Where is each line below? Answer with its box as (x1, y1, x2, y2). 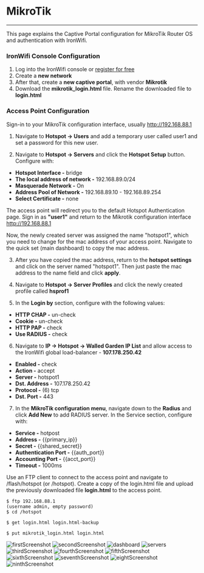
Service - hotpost (15, 429, 59, 437)
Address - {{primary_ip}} (15, 435, 78, 443)
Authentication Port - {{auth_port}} (15, 449, 105, 456)
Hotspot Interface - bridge (15, 169, 83, 176)
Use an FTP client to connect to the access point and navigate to (6, 473, 168, 480)
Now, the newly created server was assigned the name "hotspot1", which (6, 231, 189, 239)
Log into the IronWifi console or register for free (15, 66, 135, 73)
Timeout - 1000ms (15, 462, 63, 469)
